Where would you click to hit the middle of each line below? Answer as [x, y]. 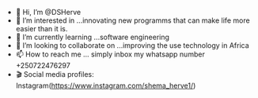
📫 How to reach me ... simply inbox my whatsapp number [110, 54]
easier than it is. [42, 29]
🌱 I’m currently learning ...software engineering [93, 37]
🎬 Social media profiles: [55, 74]
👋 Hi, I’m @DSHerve [48, 12]
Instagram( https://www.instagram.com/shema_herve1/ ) [106, 85]
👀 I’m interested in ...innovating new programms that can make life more [133, 20]
